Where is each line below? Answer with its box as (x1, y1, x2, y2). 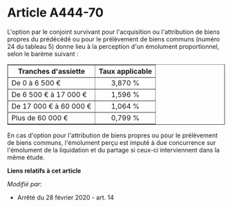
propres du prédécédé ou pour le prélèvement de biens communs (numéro (7, 34, 220, 43)
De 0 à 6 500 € (11, 78, 61, 88)
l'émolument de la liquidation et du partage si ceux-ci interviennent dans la (7, 146, 220, 154)
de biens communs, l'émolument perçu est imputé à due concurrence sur (7, 138, 216, 146)
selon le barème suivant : (7, 50, 79, 58)
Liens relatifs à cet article (7, 166, 81, 175)
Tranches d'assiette (18, 66, 85, 76)
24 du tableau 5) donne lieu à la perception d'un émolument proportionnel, (7, 42, 220, 50)
